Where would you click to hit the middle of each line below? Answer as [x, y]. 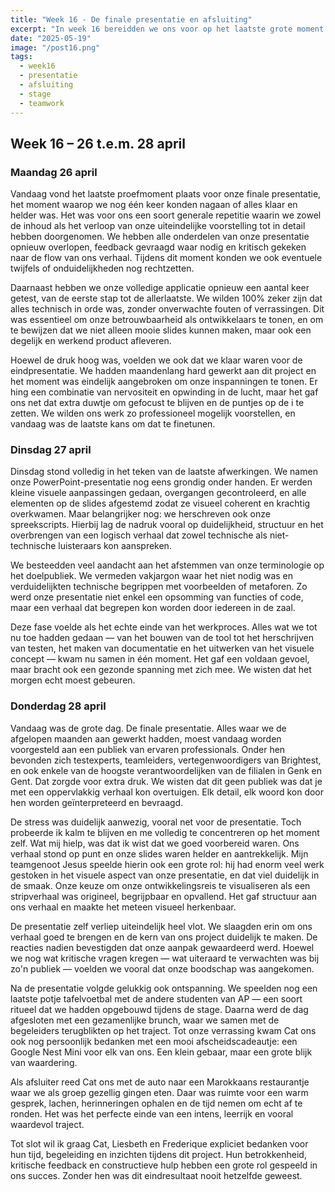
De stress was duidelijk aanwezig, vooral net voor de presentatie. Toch [156, 822]
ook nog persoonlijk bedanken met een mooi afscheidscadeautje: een [154, 1041]
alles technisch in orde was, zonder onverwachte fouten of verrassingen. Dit [167, 309]
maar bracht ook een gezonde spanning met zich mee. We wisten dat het [161, 670]
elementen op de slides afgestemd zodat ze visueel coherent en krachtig [160, 503]
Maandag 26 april [54, 172]
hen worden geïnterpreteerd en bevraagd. [97, 802]
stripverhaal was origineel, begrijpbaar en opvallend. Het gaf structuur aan [164, 896]
